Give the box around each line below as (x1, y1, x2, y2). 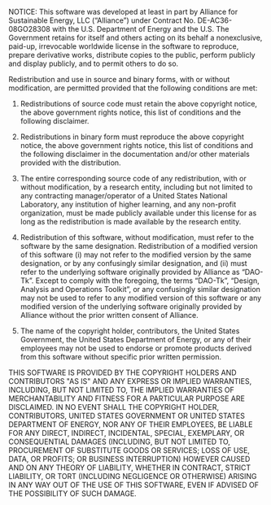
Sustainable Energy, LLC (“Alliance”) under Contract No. (8, 15, 196, 25)
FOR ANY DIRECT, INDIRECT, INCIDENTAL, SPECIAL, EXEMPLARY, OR (8, 429, 245, 438)
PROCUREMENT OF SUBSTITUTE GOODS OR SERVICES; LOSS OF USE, (8, 446, 251, 455)
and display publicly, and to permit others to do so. (8, 59, 179, 68)
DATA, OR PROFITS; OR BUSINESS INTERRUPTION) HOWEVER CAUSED (8, 455, 251, 464)
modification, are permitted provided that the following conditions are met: (8, 83, 258, 93)
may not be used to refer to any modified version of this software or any (20, 293, 262, 303)
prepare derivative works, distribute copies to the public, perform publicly (8, 50, 256, 59)
